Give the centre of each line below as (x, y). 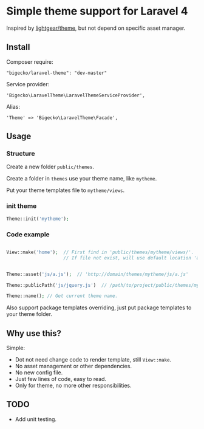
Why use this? (34, 333)
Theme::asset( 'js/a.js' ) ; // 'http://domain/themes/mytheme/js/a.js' (97, 274)
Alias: (13, 106)
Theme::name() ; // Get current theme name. (62, 296)
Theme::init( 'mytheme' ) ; (38, 219)
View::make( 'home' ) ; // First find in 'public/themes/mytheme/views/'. (100, 252)
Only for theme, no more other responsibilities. (73, 386)
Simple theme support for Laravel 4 (97, 11)
